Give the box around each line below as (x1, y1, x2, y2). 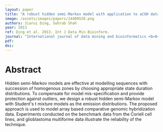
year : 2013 (5, 25, 27, 30)
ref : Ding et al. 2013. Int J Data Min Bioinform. (5, 30, 110, 34)
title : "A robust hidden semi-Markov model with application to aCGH (5, 12, 149, 16)
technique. (5, 121, 27, 127)
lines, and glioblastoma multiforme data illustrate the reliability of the (5, 116, 142, 122)
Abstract (5, 64, 41, 75)
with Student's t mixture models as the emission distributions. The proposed (5, 100, 158, 107)
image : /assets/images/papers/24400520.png (5, 16, 95, 21)
